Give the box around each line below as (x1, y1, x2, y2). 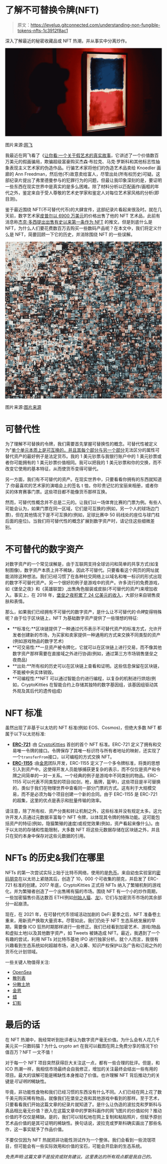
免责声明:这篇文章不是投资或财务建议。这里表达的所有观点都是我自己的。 (5, 1154, 155, 1160)
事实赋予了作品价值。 (22, 1126, 66, 1133)
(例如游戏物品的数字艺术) (12, 638, 64, 644)
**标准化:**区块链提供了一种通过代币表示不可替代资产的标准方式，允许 (12, 626, 158, 632)
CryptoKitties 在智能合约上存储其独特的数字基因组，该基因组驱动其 (21, 682, 158, 688)
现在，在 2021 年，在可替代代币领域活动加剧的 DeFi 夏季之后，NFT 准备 (5, 912, 153, 918)
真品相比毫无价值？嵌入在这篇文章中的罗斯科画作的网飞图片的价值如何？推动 (5, 1108, 162, 1114)
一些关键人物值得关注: (5, 959, 51, 965)
